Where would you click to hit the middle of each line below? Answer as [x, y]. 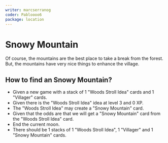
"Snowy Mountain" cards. [40, 135]
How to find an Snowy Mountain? [59, 80]
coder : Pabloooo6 [24, 15]
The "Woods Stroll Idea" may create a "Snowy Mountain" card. [78, 108]
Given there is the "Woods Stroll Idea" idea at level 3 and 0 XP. [78, 103]
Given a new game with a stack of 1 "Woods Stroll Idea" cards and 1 [83, 92]
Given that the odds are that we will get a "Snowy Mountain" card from [87, 114]
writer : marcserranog [28, 10]
